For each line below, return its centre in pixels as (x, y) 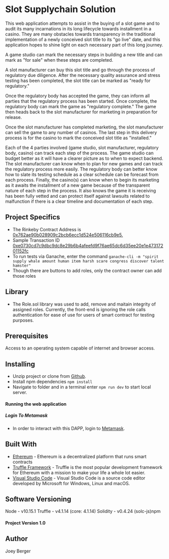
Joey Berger (18, 551)
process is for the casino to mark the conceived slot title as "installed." (78, 138)
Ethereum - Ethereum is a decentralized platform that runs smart (79, 456)
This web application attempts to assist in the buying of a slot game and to (82, 23)
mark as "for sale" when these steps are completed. (59, 60)
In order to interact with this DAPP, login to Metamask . (69, 428)
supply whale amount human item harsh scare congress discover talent (88, 261)
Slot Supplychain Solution (61, 9)
